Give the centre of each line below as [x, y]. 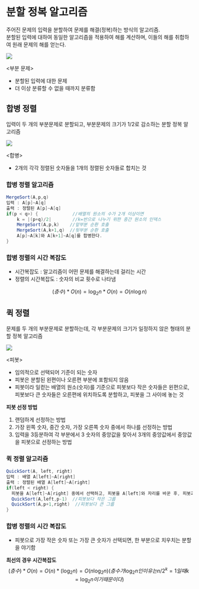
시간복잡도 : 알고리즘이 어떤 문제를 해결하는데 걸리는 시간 [80, 272]
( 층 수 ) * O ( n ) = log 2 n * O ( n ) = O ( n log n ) [99, 292]
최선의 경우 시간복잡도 [31, 560]
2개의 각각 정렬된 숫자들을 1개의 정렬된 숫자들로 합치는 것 [81, 168]
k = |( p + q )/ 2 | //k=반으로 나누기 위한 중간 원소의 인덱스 [89, 219]
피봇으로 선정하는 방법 [46, 441]
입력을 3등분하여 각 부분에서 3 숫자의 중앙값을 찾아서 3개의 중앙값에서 [95, 434]
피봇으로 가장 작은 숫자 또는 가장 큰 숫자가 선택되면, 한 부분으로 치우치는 [97, 540]
